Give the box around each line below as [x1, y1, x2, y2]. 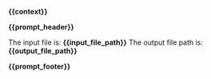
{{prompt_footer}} [8, 61, 71, 71]
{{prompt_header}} [8, 22, 74, 31]
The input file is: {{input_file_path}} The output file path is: [8, 38, 204, 47]
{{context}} [8, 7, 48, 16]
